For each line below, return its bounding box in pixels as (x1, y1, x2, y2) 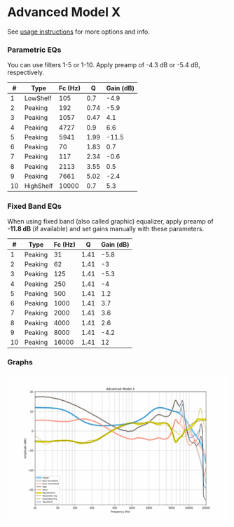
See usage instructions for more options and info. (7, 27, 151, 36)
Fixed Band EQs (7, 201, 62, 211)
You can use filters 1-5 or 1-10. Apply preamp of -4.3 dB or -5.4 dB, (7, 61, 201, 69)
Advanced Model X (7, 4, 121, 20)
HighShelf (24, 182, 53, 190)
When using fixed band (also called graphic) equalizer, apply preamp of (7, 217, 214, 226)
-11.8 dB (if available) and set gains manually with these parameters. (7, 225, 205, 233)
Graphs (7, 357, 33, 367)
